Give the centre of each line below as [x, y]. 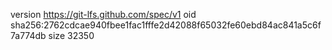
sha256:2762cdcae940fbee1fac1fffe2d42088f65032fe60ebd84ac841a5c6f [166, 25]
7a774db [28, 35]
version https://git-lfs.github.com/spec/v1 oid [103, 14]
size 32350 [71, 35]
